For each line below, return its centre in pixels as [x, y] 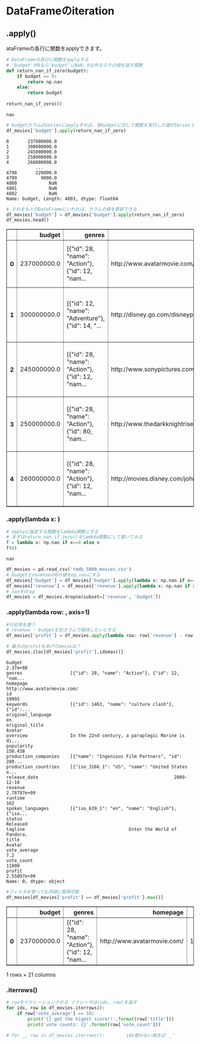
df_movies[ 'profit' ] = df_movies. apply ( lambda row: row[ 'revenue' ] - [94, 636]
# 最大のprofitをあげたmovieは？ [44, 646]
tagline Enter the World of [92, 829]
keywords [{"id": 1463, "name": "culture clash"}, [90, 704]
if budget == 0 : [37, 76]
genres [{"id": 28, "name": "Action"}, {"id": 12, [93, 673]
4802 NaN [32, 193]
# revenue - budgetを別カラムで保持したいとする [61, 630]
